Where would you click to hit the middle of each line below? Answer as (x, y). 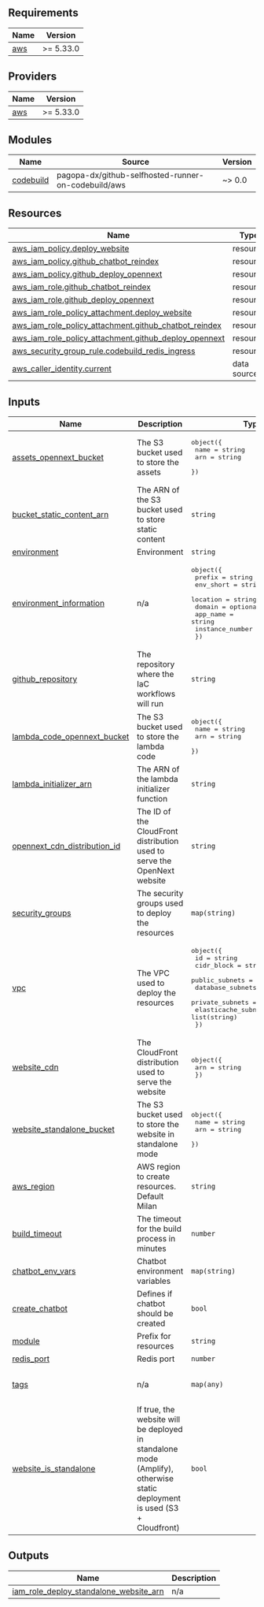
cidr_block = (218, 966)
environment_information (58, 604)
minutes (152, 1248)
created (151, 1323)
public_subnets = (222, 980)
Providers (33, 77)
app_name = (214, 614)
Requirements (43, 13)
